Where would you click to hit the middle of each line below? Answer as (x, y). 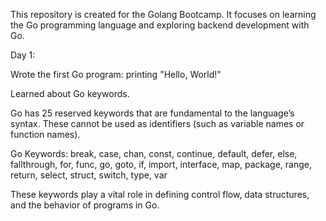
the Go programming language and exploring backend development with (160, 25)
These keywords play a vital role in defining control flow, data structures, (160, 194)
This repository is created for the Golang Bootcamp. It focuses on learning (163, 14)
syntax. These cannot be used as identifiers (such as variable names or (157, 123)
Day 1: (23, 55)
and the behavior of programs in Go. (85, 205)
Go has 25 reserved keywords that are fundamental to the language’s (152, 113)
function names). (45, 134)
